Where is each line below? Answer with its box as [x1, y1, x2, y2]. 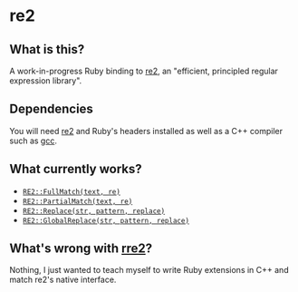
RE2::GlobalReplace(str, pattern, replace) [22, 216, 190, 225]
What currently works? [9, 161, 142, 177]
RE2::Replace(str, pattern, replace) [22, 206, 166, 216]
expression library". [9, 75, 82, 86]
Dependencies [9, 102, 93, 117]
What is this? [9, 42, 85, 57]
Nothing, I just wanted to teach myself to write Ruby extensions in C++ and [9, 265, 289, 276]
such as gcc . [9, 135, 57, 146]
